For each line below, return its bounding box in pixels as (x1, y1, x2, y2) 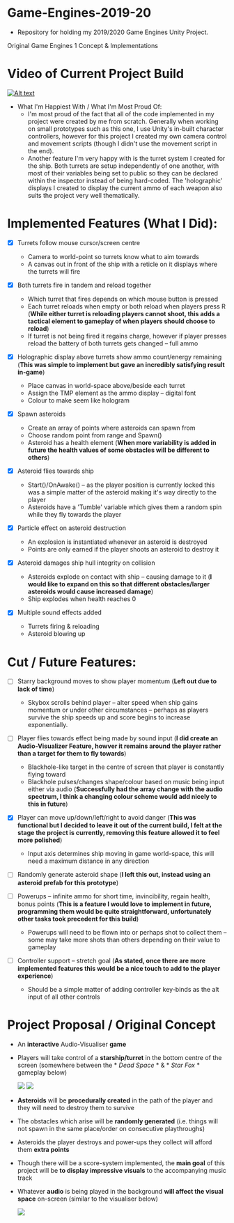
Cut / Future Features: (7, 654, 137, 670)
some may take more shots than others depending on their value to (27, 935, 221, 944)
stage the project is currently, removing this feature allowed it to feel (17, 829, 220, 837)
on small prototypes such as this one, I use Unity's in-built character (27, 124, 224, 133)
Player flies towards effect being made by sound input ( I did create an (17, 734, 218, 742)
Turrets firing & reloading (27, 622, 100, 631)
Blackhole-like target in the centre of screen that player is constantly (27, 763, 224, 771)
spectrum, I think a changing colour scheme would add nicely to (27, 793, 217, 801)
